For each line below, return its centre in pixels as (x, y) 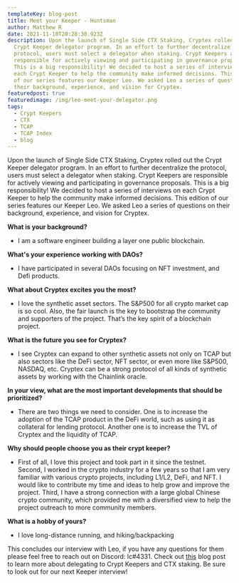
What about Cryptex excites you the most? (72, 290)
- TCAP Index (33, 133)
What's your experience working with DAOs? (75, 254)
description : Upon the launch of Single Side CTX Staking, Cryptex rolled (121, 41)
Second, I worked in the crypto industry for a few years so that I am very (124, 470)
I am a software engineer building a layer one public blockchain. (111, 241)
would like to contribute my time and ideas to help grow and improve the (123, 485)
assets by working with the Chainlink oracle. (82, 377)
